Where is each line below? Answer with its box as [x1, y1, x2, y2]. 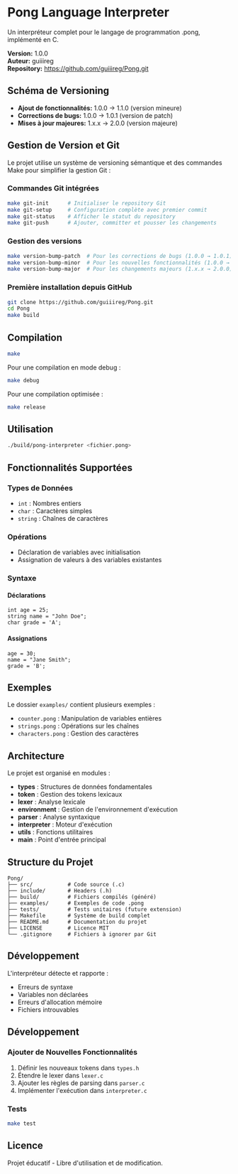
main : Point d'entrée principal [17, 836, 106, 844]
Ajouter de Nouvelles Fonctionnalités [7, 1048, 138, 1057]
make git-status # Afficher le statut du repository [7, 212, 176, 220]
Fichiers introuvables [17, 1005, 79, 1013]
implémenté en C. [7, 35, 59, 43]
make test [7, 1120, 37, 1127]
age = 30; [7, 650, 37, 657]
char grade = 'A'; [7, 619, 62, 626]
